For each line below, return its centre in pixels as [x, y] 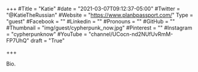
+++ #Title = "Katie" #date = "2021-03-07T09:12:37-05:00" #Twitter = [93, 9]
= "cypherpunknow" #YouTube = [47, 34]
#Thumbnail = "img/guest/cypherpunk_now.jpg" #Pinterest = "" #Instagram [99, 28]
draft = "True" [47, 40]
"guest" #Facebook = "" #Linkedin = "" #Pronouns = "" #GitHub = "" [91, 21]
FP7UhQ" [18, 40]
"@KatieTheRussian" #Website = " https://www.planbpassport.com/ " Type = [100, 15]
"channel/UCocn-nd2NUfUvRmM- [131, 34]
